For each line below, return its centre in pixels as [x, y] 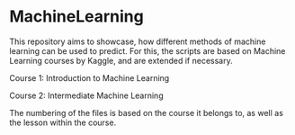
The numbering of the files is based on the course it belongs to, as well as [146, 112]
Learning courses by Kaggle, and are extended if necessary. [121, 60]
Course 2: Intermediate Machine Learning [86, 95]
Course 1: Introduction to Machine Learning [89, 77]
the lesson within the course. [63, 122]
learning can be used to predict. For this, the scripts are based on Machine [147, 50]
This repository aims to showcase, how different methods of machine [138, 41]
